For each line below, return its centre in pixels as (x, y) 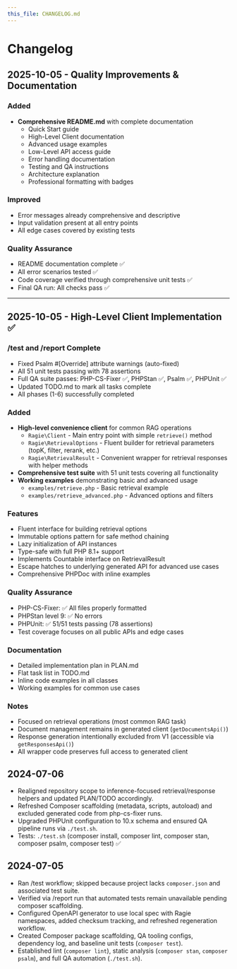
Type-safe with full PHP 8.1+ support (71, 551)
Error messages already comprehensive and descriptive (99, 215)
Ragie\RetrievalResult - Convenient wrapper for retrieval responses (128, 458)
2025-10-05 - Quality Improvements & (93, 75)
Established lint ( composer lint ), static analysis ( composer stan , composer (122, 951)
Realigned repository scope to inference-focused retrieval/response (116, 791)
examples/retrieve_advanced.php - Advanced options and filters (121, 495)
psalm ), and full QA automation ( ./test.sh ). (80, 958)
